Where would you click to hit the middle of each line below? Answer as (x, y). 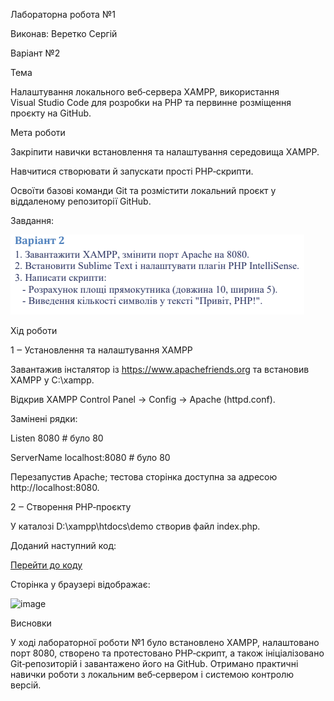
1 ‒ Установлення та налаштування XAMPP (101, 350)
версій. (26, 685)
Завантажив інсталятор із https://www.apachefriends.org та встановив (160, 369)
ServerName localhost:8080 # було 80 (90, 457)
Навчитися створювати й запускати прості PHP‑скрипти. (132, 171)
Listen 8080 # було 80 (57, 438)
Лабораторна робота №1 (63, 14)
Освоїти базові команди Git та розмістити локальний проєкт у (143, 190)
